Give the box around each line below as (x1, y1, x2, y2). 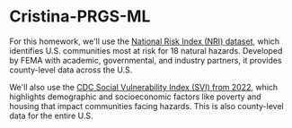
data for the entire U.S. (9, 110, 93, 121)
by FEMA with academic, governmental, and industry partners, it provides (9, 55, 282, 65)
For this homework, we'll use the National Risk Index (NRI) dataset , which (9, 36, 280, 47)
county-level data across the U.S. (9, 64, 133, 75)
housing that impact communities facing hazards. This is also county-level (9, 100, 285, 111)
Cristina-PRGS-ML (9, 6, 151, 27)
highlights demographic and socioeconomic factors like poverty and (9, 91, 262, 102)
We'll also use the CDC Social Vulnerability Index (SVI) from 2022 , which (9, 81, 279, 92)
